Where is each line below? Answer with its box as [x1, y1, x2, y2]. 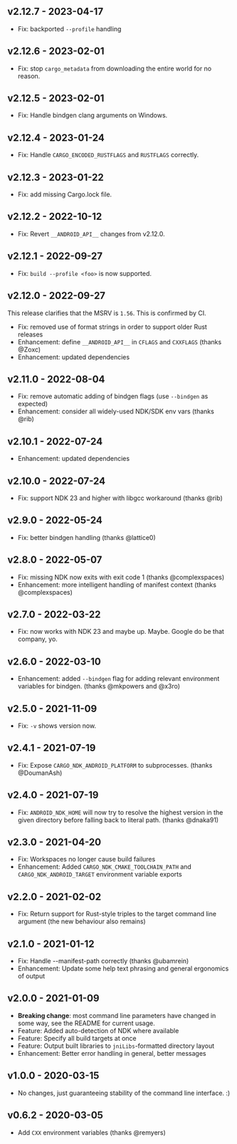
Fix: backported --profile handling [17, 24, 122, 33]
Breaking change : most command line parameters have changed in [17, 1011, 216, 1019]
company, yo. [17, 635, 58, 643]
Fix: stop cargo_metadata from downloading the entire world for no [17, 64, 212, 73]
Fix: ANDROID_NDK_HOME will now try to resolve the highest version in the [17, 807, 223, 817]
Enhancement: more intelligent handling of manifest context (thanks [17, 580, 217, 589]
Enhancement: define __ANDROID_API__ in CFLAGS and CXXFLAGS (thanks [17, 337, 222, 346]
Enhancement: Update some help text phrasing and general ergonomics [17, 964, 229, 973]
